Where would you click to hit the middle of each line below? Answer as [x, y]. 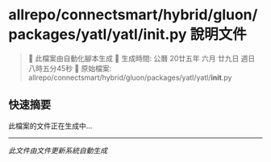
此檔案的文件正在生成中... [50, 126]
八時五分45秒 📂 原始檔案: [70, 68]
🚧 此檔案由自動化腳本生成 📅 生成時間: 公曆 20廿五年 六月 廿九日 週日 [142, 58]
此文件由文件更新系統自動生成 [58, 150]
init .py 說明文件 [195, 35]
